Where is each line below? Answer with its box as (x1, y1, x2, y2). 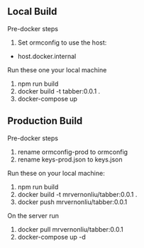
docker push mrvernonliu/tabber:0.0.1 (17, 198, 128, 206)
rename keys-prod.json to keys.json (17, 155, 123, 164)
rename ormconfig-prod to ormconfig (17, 147, 128, 156)
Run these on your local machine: (7, 169, 105, 177)
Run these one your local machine (7, 65, 107, 74)
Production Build (7, 115, 83, 127)
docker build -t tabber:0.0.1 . (17, 86, 101, 95)
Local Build (7, 6, 57, 18)
